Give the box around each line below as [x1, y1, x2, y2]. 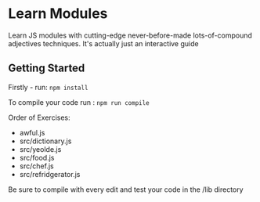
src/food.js [19, 153, 55, 162]
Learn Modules [8, 5, 108, 23]
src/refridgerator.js [19, 169, 81, 179]
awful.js [19, 128, 45, 137]
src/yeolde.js [19, 144, 62, 153]
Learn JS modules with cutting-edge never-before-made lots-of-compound [8, 31, 253, 40]
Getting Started [8, 62, 85, 75]
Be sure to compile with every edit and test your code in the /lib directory [8, 185, 244, 194]
